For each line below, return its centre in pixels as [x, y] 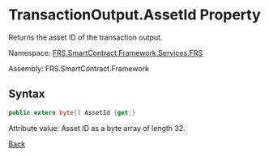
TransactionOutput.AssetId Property [134, 15]
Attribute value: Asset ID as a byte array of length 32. [97, 128]
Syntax [27, 94]
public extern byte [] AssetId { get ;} [72, 112]
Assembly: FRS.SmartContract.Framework [79, 68]
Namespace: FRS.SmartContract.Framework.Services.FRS [106, 53]
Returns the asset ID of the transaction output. [85, 37]
